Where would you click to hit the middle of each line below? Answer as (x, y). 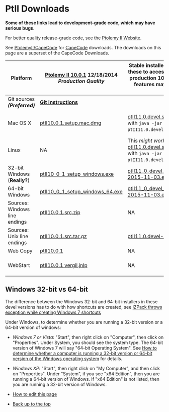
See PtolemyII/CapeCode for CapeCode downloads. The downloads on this (83, 47)
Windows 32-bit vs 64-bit (47, 289)
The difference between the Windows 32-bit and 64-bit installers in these (81, 301)
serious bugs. (20, 28)
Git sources (21, 99)
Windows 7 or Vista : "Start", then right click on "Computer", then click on (88, 337)
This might (140, 141)
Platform (21, 78)
